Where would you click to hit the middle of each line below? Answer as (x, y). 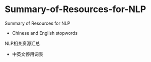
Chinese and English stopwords (45, 33)
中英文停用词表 (27, 54)
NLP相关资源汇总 (22, 43)
